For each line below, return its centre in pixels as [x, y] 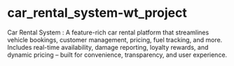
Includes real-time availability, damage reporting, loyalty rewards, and [108, 47]
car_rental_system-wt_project [97, 13]
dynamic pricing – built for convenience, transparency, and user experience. [117, 55]
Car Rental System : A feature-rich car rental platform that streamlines [108, 32]
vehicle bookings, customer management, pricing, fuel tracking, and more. [115, 39]
